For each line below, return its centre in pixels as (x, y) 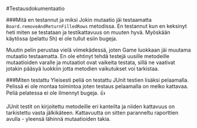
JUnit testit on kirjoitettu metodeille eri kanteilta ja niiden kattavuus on (91, 106)
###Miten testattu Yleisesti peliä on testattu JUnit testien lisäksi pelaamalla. (98, 80)
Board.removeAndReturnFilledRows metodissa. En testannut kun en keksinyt (96, 26)
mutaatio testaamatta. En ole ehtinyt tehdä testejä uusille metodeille (88, 56)
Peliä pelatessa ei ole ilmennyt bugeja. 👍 (56, 93)
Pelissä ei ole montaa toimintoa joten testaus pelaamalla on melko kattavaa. (97, 86)
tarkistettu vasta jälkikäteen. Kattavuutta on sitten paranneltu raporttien (92, 113)
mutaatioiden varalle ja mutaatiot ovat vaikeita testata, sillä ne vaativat (91, 62)
